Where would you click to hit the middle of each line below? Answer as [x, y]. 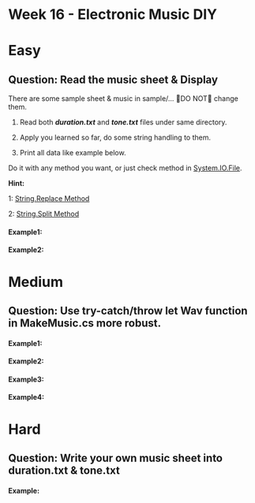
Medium [36, 282]
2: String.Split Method [44, 214]
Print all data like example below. [73, 153]
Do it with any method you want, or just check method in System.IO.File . [125, 168]
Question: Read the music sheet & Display [113, 79]
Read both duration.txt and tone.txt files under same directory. [123, 122]
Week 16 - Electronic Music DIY [112, 15]
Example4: [26, 397]
